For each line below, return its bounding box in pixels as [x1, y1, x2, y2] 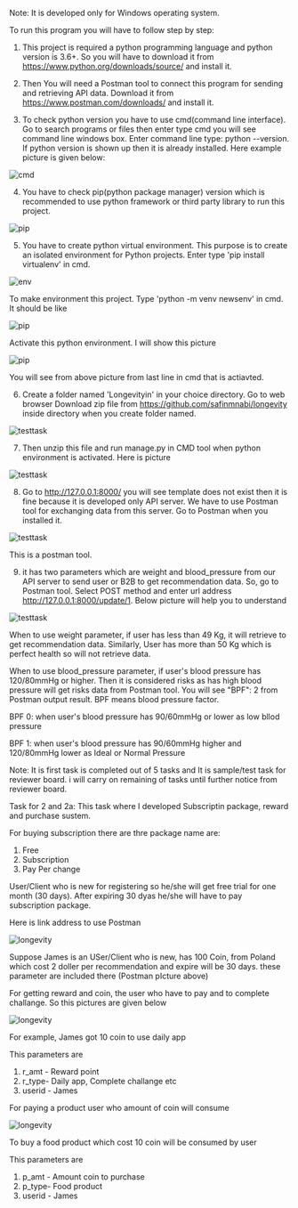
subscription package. [9, 900, 92, 911]
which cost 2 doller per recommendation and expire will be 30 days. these [9, 961, 281, 971]
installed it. [21, 515, 62, 525]
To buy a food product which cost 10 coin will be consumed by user [9, 1137, 257, 1147]
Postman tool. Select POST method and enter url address [21, 586, 232, 596]
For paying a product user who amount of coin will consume [9, 1103, 230, 1113]
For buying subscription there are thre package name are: [9, 828, 221, 838]
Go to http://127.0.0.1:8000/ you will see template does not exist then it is [21, 487, 287, 497]
